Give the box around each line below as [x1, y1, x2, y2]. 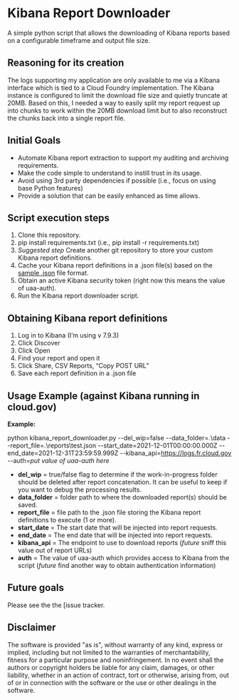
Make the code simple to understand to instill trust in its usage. [17, 168, 202, 177]
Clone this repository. [17, 230, 81, 240]
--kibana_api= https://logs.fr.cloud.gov [119, 449, 232, 457]
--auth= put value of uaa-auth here [7, 457, 110, 465]
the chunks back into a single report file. [7, 113, 126, 122]
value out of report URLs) [17, 546, 92, 554]
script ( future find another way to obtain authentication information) [17, 562, 216, 569]
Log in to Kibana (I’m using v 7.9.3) [17, 331, 119, 340]
